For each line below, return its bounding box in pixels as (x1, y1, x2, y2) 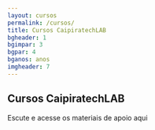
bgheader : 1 (7, 33, 46, 42)
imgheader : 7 (7, 63, 50, 71)
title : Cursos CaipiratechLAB (7, 26, 107, 34)
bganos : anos (7, 56, 50, 64)
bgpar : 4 (7, 48, 36, 56)
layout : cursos (7, 11, 57, 20)
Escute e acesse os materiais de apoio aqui (7, 113, 148, 122)
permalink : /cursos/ (7, 19, 76, 27)
